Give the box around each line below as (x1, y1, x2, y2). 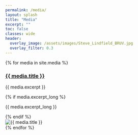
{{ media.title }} (5, 72, 45, 79)
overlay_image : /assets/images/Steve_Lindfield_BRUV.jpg (10, 41, 133, 46)
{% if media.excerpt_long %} (5, 94, 66, 100)
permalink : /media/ (5, 7, 47, 13)
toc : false (5, 27, 29, 32)
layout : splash (5, 12, 38, 17)
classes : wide (5, 31, 36, 36)
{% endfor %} (5, 124, 35, 130)
